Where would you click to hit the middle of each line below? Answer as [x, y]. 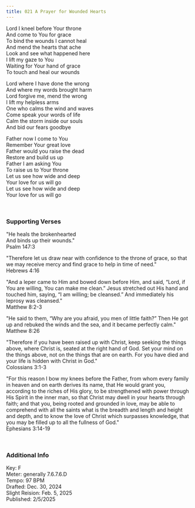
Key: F [14, 468]
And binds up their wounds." [41, 240]
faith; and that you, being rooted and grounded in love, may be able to [90, 403]
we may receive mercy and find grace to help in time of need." [81, 264]
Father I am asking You [34, 163]
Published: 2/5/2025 [31, 499]
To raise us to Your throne [37, 170]
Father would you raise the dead [45, 151]
